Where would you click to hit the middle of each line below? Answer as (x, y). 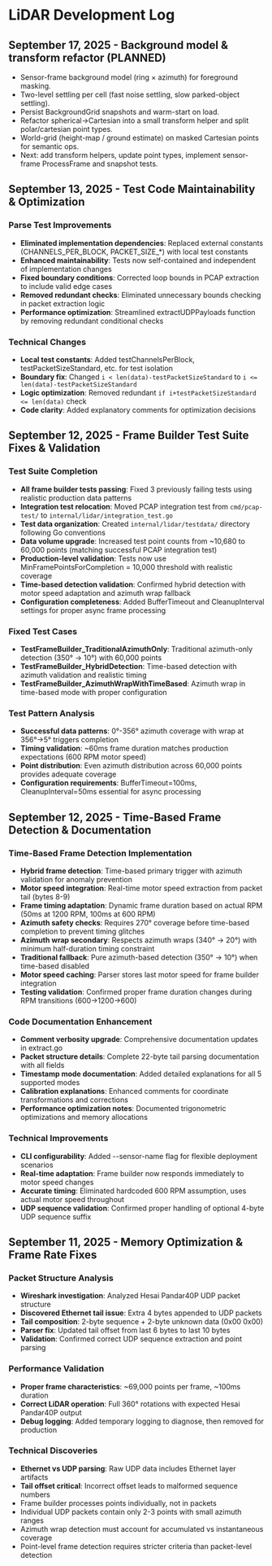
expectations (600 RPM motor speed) (83, 757)
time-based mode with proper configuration (94, 692)
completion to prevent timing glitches (82, 931)
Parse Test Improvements (60, 225)
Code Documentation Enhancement (80, 1021)
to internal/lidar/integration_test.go (106, 515)
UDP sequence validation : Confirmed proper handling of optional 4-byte (142, 1208)
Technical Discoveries (53, 1450)
